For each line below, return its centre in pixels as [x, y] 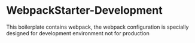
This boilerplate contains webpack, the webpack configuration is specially [97, 27]
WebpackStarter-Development [84, 10]
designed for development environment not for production [78, 33]
